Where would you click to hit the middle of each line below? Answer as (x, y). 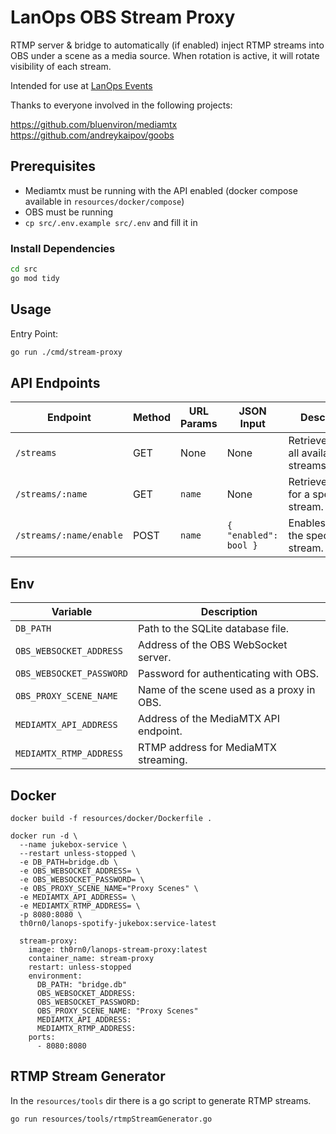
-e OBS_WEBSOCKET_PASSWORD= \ (82, 879)
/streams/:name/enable (69, 535)
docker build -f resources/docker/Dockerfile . (111, 818)
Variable (72, 612)
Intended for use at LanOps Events (81, 85)
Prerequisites (53, 166)
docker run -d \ (44, 836)
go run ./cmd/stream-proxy (66, 352)
